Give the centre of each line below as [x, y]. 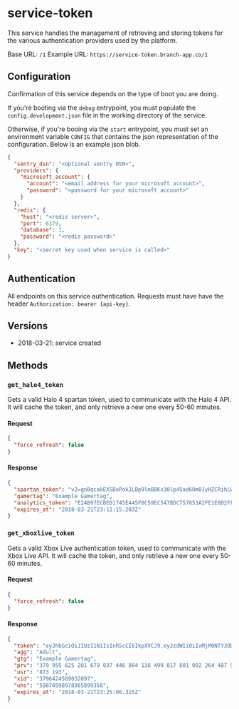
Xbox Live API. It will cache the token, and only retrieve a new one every [113, 555]
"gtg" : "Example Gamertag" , [55, 659]
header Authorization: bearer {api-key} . [69, 304]
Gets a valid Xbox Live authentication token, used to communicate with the [117, 548]
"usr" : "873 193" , [41, 672]
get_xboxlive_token [41, 533]
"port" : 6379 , [41, 223]
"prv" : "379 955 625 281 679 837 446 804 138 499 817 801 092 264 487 [121, 666]
